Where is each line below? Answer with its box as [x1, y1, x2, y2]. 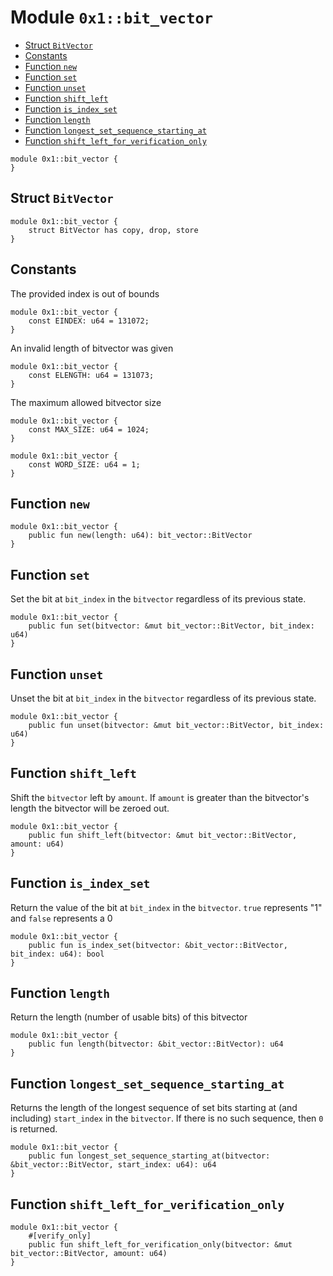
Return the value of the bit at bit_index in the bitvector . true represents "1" [10, 901, 323, 913]
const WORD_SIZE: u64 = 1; [28, 459, 141, 470]
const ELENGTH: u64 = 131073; [28, 370, 155, 380]
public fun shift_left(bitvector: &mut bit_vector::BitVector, [28, 830, 298, 840]
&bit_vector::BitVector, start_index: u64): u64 [10, 1160, 217, 1170]
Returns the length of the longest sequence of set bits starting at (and [10, 1102, 298, 1114]
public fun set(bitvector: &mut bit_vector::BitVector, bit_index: [28, 621, 315, 631]
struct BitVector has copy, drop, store [28, 225, 199, 235]
